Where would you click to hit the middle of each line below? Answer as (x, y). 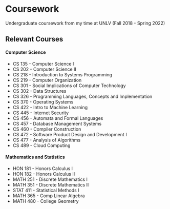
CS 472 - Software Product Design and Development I (70, 134)
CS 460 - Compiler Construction (47, 129)
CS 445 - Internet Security (41, 113)
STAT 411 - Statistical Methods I (46, 190)
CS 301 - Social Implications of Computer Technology (69, 86)
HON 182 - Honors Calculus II (44, 174)
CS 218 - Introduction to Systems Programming (62, 74)
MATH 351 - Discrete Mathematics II (51, 184)
